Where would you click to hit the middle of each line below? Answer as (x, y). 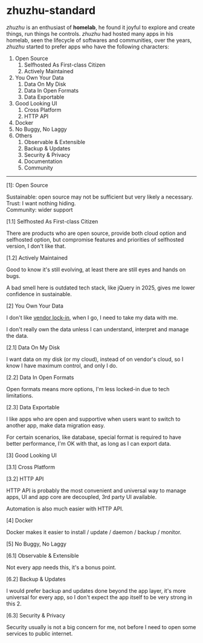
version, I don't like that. (36, 246)
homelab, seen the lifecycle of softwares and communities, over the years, (99, 40)
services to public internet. (40, 633)
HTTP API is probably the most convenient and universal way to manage (96, 490)
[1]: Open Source (27, 185)
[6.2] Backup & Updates (36, 579)
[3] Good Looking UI (32, 455)
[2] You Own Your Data (35, 306)
